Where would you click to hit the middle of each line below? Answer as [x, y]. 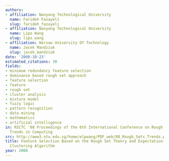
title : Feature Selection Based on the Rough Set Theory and [71, 141]
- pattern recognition [29, 109]
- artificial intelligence [33, 122]
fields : [13, 66]
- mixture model [22, 99]
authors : [14, 10]
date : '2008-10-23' [26, 57]
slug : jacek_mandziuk [32, 52]
